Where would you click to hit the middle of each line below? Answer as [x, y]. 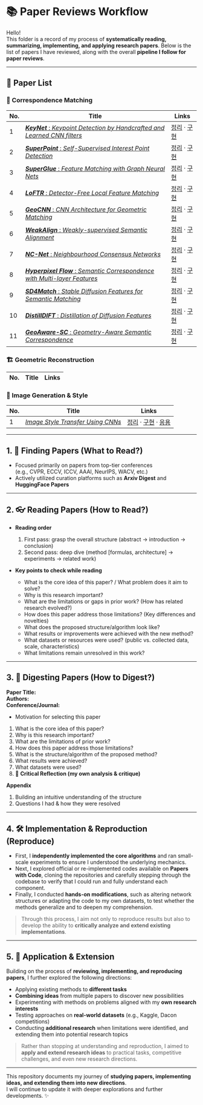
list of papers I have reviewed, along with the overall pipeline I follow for [96, 51]
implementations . [43, 932]
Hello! [14, 32]
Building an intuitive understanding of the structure [78, 797]
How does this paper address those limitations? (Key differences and [110, 614]
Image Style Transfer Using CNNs [73, 422]
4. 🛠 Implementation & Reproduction [77, 829]
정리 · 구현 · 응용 [149, 423]
